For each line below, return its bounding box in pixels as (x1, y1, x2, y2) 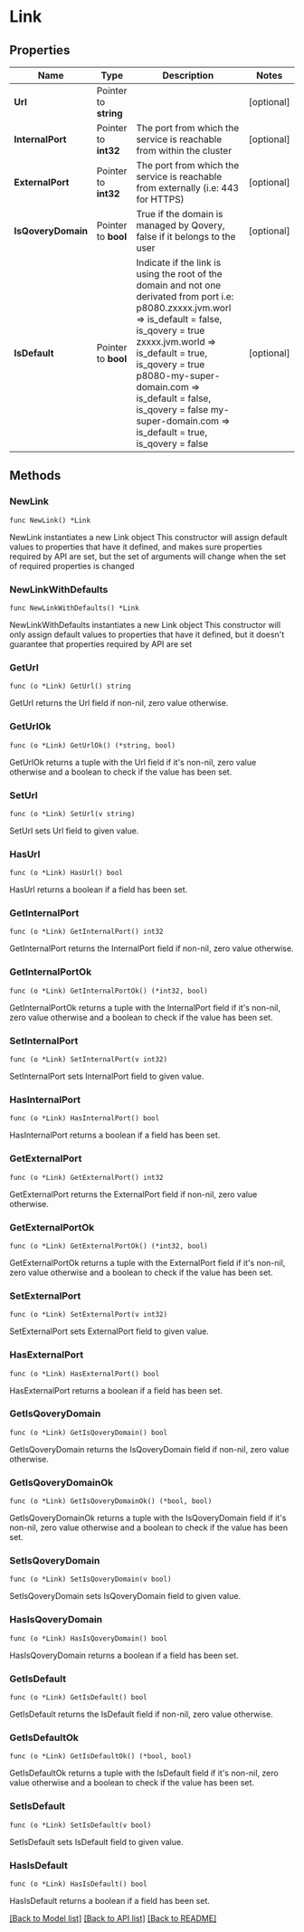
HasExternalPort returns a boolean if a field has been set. (9, 1385, 223, 1395)
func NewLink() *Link (9, 516, 91, 525)
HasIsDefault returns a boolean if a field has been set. (9, 1895, 211, 1906)
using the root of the (136, 268, 223, 280)
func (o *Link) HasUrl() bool (9, 869, 124, 878)
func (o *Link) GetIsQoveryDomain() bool (9, 1428, 168, 1437)
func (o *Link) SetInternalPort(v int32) (9, 1055, 168, 1064)
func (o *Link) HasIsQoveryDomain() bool (9, 1633, 168, 1643)
